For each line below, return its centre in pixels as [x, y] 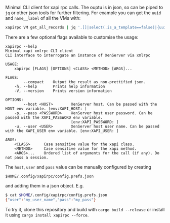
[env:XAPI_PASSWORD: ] [95, 122]
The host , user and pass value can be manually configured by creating [78, 167]
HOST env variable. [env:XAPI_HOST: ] [46, 109]
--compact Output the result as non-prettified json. [84, 82]
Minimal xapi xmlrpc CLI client [39, 51]
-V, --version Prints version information [63, 91]
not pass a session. [27, 157]
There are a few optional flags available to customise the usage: [72, 37]
